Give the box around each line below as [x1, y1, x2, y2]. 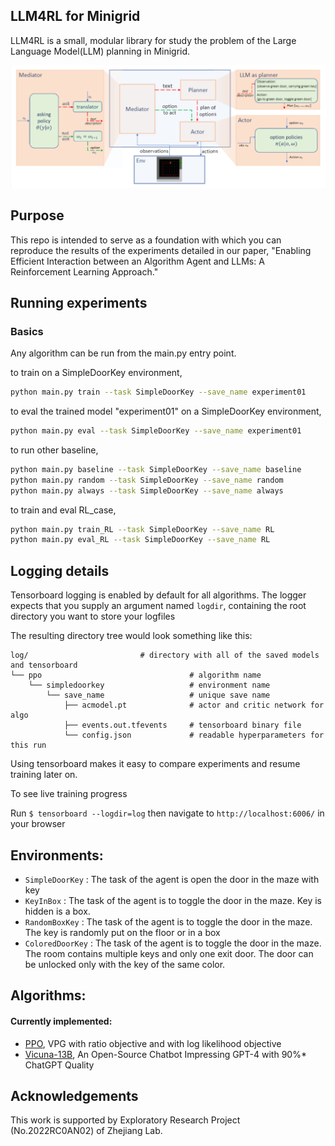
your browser [10, 818, 66, 830]
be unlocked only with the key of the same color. [24, 958, 226, 970]
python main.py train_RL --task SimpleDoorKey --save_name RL [10, 524, 275, 534]
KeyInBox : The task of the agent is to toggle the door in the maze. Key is [24, 894, 322, 906]
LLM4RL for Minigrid [10, 8, 141, 25]
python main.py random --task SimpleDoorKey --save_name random [10, 475, 284, 485]
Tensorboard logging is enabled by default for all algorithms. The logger [10, 589, 307, 601]
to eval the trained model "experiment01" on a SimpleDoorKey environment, [10, 405, 322, 418]
